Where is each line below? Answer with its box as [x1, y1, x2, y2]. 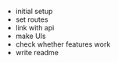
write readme [15, 48, 59, 57]
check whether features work [15, 40, 111, 49]
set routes [15, 15, 48, 24]
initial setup [15, 7, 53, 16]
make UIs [15, 31, 46, 40]
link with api [15, 23, 55, 32]
